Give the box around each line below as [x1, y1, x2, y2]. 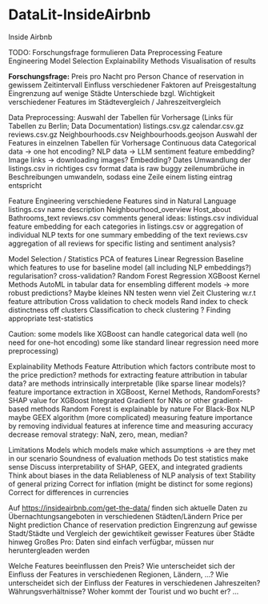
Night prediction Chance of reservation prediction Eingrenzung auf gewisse [8, 520, 258, 530]
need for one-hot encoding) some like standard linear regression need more [8, 338, 259, 347]
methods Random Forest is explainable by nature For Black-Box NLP [30, 404, 255, 414]
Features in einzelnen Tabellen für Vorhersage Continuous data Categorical [8, 138, 257, 147]
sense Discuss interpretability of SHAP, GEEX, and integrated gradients [8, 462, 243, 471]
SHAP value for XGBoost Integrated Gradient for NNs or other [8, 395, 211, 405]
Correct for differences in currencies [8, 487, 130, 497]
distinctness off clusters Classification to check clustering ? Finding [8, 305, 231, 314]
